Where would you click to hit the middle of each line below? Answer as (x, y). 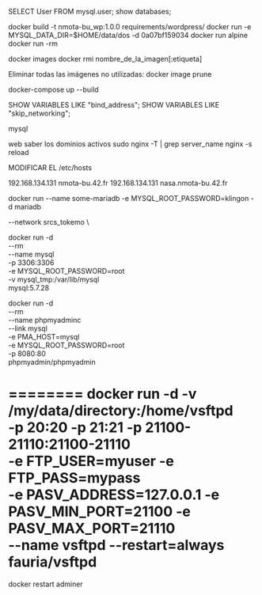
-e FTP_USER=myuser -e (91, 461)
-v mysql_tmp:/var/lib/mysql (54, 279)
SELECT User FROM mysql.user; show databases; (90, 11)
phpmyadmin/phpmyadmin (52, 362)
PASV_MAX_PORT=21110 (92, 529)
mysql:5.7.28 (29, 288)
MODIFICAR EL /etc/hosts (50, 168)
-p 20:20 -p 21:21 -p (75, 428)
